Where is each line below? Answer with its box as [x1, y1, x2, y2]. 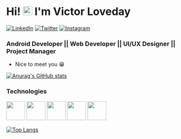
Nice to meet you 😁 [14, 61, 65, 68]
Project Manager [6, 47, 56, 55]
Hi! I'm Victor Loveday [6, 5, 131, 19]
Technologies [6, 87, 47, 96]
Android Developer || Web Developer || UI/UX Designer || [6, 40, 176, 48]
